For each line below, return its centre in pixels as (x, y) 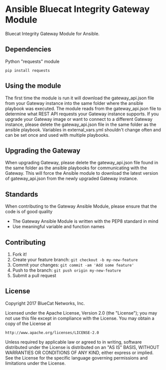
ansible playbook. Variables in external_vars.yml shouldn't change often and (83, 130)
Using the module (33, 86)
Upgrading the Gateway (43, 151)
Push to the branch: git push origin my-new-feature (67, 270)
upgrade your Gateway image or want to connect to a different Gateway (79, 119)
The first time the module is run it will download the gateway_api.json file (80, 98)
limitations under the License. (35, 363)
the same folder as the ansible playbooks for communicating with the (76, 168)
